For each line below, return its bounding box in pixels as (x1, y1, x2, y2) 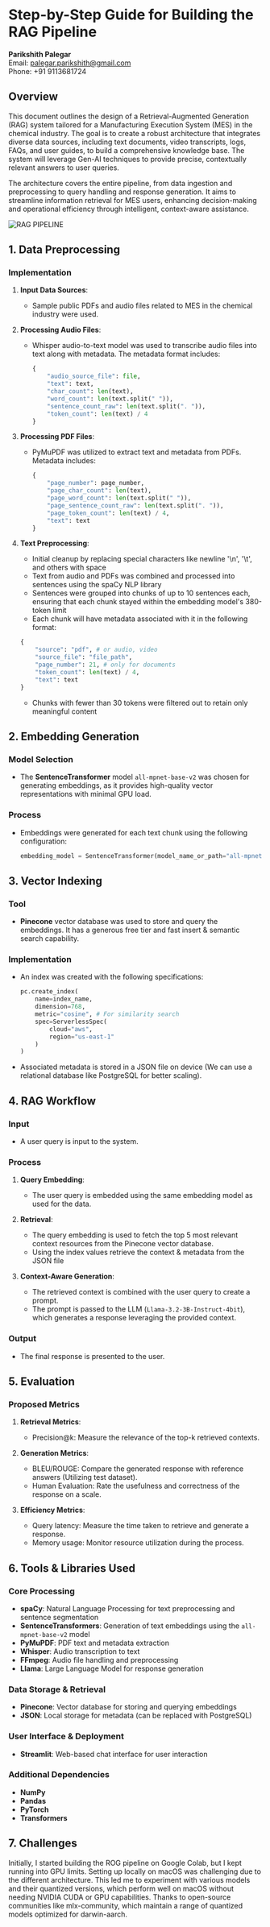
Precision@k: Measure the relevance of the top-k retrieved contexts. (31, 1432, 260, 1443)
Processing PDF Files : (19, 432, 95, 441)
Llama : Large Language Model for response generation (19, 1664, 204, 1673)
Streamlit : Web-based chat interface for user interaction (19, 1749, 208, 1759)
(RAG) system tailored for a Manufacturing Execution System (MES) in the (8, 119, 253, 130)
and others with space (31, 562, 107, 573)
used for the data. (31, 1199, 92, 1209)
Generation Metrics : (19, 1448, 89, 1458)
